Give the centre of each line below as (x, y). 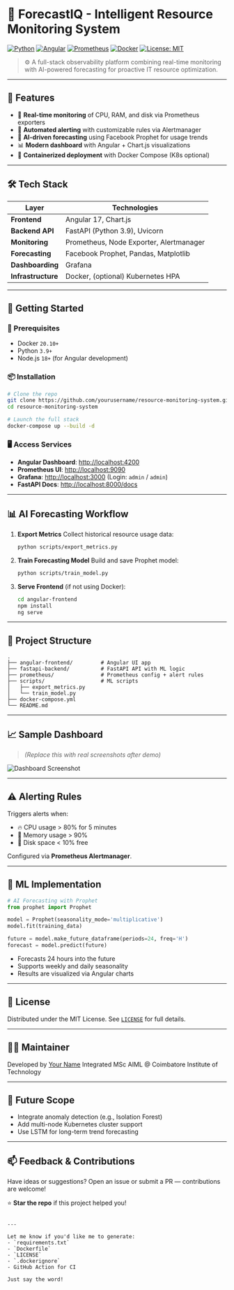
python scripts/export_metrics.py (67, 547)
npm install (34, 606)
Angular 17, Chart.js (98, 219)
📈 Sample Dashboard (55, 734)
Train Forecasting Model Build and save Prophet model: (98, 560)
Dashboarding (35, 265)
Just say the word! (36, 1280)
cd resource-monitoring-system (53, 407)
